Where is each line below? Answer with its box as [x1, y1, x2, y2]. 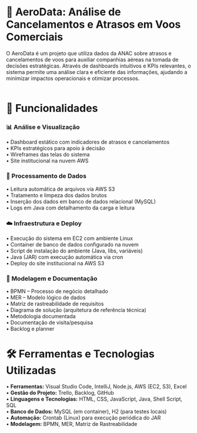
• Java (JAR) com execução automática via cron [6, 254, 123, 261]
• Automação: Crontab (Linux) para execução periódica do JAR [6, 414, 161, 421]
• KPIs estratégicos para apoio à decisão [6, 145, 105, 152]
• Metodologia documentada [6, 313, 76, 320]
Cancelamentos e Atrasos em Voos [6, 18, 181, 31]
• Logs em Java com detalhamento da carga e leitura [6, 204, 135, 211]
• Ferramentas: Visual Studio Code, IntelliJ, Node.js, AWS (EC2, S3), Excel [6, 383, 187, 390]
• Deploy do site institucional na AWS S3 [6, 260, 105, 267]
